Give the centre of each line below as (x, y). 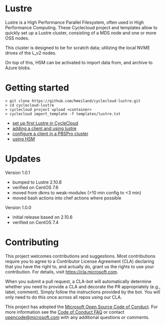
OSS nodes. (17, 38)
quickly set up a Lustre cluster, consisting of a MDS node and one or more (81, 33)
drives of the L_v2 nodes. (31, 53)
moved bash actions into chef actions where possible (67, 198)
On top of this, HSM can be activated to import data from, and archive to (79, 62)
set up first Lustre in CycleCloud (45, 123)
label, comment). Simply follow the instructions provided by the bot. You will (82, 292)
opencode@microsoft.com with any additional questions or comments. (77, 317)
